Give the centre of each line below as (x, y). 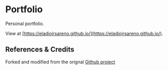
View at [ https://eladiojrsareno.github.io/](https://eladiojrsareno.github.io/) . (84, 33)
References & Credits (40, 50)
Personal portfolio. (25, 24)
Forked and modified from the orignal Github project (60, 62)
